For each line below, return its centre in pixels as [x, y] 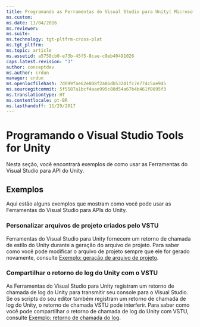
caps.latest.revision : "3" [40, 61]
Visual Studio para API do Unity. [45, 171]
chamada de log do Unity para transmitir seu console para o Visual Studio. [97, 292]
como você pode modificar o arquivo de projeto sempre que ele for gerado [98, 251]
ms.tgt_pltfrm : [25, 45]
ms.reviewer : [22, 28]
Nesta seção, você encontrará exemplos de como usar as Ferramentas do [97, 164]
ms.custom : [20, 17]
